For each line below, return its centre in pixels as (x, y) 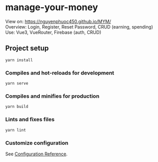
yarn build (17, 107)
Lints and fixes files (30, 120)
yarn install (19, 60)
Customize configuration (37, 143)
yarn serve (17, 84)
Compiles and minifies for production (52, 96)
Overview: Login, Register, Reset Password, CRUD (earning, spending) (79, 26)
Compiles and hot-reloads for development (60, 73)
